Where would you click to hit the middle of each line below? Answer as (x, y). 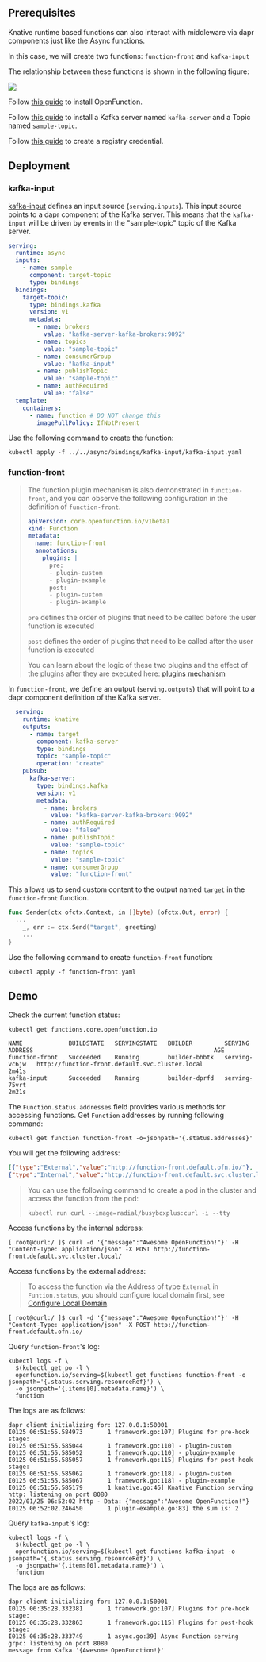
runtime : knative (51, 719)
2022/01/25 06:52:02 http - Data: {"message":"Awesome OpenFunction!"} (129, 1502)
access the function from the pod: (83, 1199)
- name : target (54, 734)
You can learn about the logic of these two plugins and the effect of (138, 665)
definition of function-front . (74, 507)
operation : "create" (70, 764)
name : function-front (71, 543)
